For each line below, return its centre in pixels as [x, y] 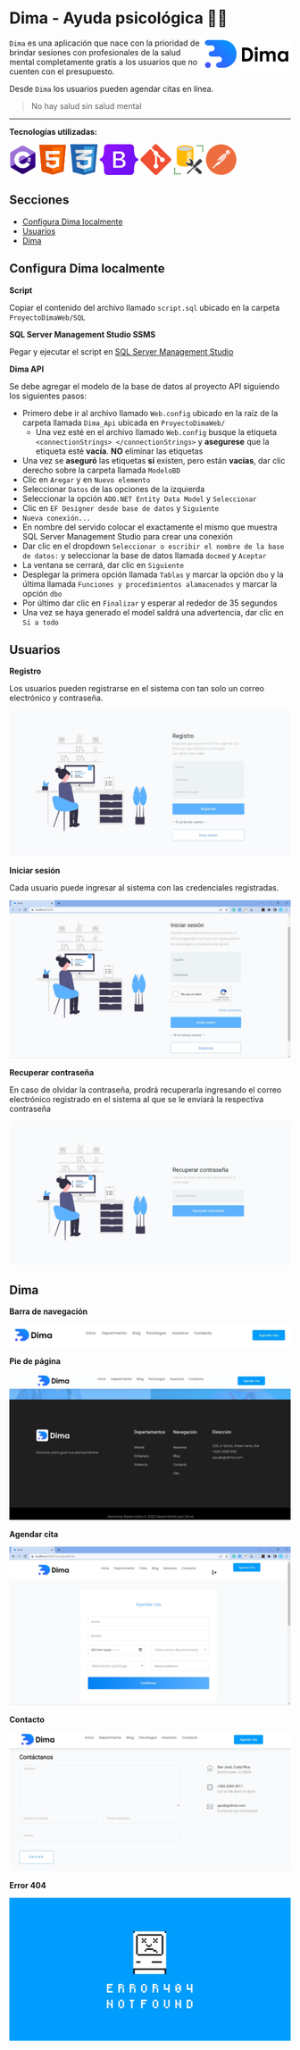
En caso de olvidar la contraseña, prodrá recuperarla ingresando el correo [146, 1090]
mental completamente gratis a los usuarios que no [104, 62]
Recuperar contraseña [52, 1072]
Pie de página [35, 1361]
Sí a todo [41, 623]
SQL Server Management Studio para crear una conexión [128, 536]
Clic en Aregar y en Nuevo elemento [86, 479]
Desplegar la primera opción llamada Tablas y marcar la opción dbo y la [153, 574]
